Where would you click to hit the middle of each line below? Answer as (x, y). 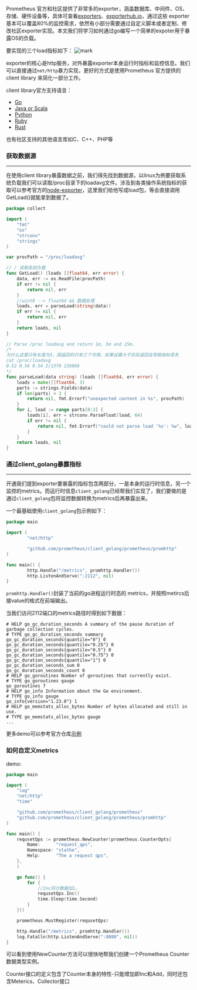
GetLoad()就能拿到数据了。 (39, 197)
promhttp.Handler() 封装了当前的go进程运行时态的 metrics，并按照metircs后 (98, 593)
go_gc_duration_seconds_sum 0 (43, 666)
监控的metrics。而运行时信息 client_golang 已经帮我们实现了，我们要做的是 (96, 491)
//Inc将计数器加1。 (59, 888)
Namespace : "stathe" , (54, 850)
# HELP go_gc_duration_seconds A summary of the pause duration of (90, 624)
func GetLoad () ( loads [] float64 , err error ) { (65, 273)
